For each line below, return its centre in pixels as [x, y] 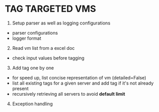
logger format [27, 38]
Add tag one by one [33, 68]
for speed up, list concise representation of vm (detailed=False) [79, 77]
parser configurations [35, 33]
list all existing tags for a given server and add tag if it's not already [83, 83]
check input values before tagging [48, 58]
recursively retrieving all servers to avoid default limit [69, 94]
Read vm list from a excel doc [43, 48]
